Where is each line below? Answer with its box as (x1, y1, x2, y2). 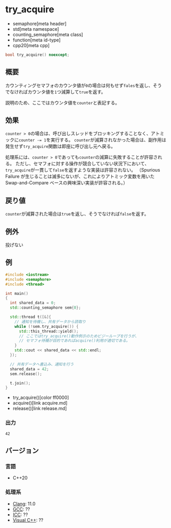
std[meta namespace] (12, 26, 59, 32)
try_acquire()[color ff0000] (12, 394, 69, 400)
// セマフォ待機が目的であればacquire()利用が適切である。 (18, 338, 130, 344)
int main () (5, 291, 29, 296)
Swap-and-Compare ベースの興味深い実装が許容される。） (5, 180, 128, 186)
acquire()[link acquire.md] (12, 400, 68, 406)
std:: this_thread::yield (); (18, 329, 79, 334)
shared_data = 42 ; (10, 366, 50, 372)
